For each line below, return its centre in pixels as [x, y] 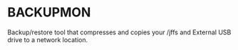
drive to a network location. [48, 39]
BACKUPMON [49, 12]
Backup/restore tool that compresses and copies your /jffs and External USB [119, 32]
